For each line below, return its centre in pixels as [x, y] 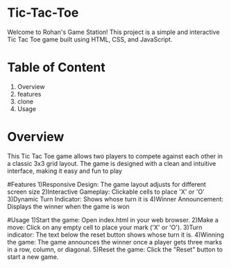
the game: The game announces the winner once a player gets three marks [115, 242]
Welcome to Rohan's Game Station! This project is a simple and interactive [113, 32]
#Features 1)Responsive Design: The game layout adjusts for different [107, 184]
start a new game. [33, 257]
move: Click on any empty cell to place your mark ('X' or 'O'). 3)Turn [105, 227]
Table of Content [57, 68]
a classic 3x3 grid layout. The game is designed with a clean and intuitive [112, 163]
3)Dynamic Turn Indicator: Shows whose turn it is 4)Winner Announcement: [115, 199]
